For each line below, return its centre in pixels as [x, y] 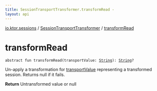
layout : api [17, 14]
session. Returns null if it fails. [35, 75]
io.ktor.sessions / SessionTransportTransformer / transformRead [69, 28]
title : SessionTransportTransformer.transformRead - [60, 9]
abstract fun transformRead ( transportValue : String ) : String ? [69, 61]
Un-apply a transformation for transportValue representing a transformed [78, 70]
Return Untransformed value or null [41, 84]
